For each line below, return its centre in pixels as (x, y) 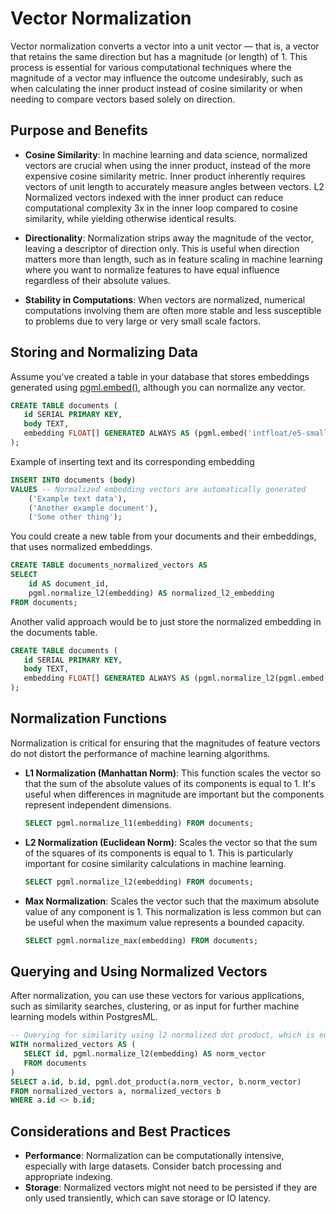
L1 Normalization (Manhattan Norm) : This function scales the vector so (173, 773)
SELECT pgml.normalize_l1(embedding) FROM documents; (139, 823)
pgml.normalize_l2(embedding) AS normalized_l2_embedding (151, 593)
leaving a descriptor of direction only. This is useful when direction (162, 248)
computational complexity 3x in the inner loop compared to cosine (161, 208)
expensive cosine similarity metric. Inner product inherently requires (165, 176)
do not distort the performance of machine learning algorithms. (140, 753)
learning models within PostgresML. (84, 1017)
